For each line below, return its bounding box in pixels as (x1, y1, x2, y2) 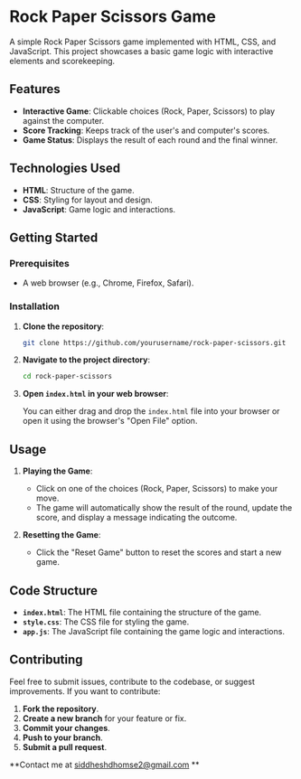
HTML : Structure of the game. (22, 184, 136, 195)
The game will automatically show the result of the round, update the (35, 502, 293, 513)
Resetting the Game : (22, 530, 101, 540)
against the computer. (22, 115, 105, 126)
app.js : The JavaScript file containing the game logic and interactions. (22, 625, 285, 636)
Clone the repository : (22, 321, 105, 332)
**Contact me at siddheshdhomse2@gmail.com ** (9, 759, 201, 770)
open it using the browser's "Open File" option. (22, 416, 198, 427)
